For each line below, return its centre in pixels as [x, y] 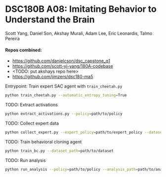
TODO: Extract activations [32, 105]
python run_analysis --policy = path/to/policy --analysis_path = [72, 169]
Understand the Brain [50, 20]
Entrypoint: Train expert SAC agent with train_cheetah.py [64, 86]
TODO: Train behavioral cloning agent [43, 141]
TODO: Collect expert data [32, 123]
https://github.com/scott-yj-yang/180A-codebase [63, 66]
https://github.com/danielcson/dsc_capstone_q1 [61, 61]
